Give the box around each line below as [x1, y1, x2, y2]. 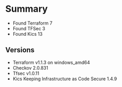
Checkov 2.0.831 [12, 64, 49, 71]
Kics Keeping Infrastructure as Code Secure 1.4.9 [12, 75, 117, 82]
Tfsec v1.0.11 [12, 70, 39, 76]
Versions [5, 46, 35, 54]
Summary [5, 3, 48, 15]
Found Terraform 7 [12, 20, 53, 26]
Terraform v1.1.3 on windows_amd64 [12, 59, 90, 66]
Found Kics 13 [12, 31, 43, 37]
